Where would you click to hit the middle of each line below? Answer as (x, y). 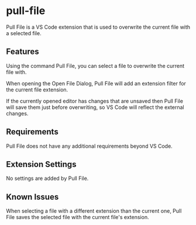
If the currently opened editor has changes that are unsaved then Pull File (94, 101)
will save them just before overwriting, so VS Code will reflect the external (95, 107)
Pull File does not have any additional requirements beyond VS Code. (89, 146)
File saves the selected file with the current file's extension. (78, 217)
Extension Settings (41, 164)
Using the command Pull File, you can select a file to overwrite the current (95, 66)
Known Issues (32, 197)
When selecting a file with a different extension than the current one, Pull (94, 211)
